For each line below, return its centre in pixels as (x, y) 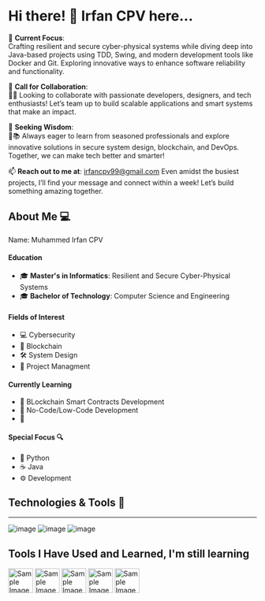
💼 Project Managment (55, 366)
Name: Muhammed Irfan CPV (56, 239)
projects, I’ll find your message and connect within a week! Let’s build (121, 182)
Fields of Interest (37, 317)
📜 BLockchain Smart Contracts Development (92, 402)
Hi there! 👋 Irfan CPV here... (101, 16)
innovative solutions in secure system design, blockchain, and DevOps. (123, 147)
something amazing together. (56, 191)
